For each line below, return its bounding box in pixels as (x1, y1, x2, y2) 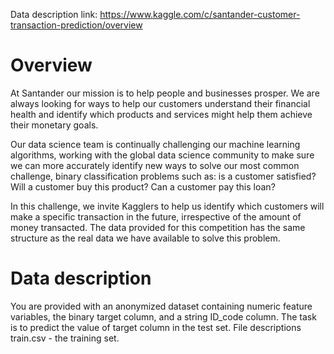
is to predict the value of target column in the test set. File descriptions (10, 321, 302, 333)
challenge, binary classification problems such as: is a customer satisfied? (10, 170, 317, 182)
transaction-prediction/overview (10, 19, 143, 31)
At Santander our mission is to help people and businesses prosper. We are (10, 87, 320, 99)
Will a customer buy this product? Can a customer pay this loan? (10, 180, 276, 193)
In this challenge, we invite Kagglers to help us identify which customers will (10, 200, 325, 212)
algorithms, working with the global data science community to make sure (10, 149, 315, 161)
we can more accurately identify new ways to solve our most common (10, 159, 300, 171)
